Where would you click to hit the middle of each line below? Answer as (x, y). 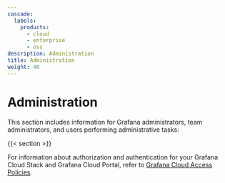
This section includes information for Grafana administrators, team (105, 122)
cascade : (20, 14)
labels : (25, 21)
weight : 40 (24, 67)
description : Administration (51, 54)
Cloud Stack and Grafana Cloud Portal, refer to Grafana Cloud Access (110, 164)
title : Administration (41, 61)
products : (35, 27)
